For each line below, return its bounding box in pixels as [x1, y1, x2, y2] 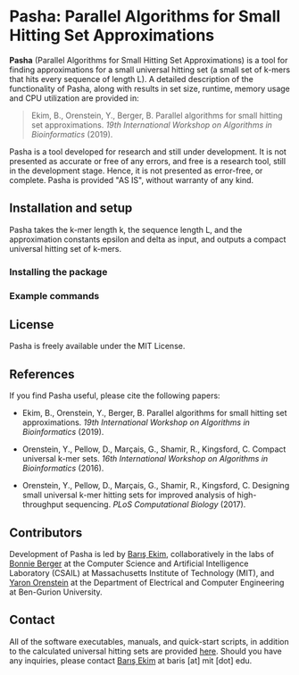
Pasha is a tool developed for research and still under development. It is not [9, 146, 287, 157]
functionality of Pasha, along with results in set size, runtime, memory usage [9, 83, 290, 94]
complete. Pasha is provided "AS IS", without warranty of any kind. [9, 174, 254, 185]
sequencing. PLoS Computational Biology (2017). [65, 499, 246, 510]
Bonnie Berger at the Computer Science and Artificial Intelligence [9, 558, 249, 569]
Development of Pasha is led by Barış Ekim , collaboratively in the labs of [9, 549, 275, 560]
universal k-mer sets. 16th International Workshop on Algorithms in [21, 454, 269, 464]
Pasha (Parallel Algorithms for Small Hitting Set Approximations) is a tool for [9, 54, 288, 65]
